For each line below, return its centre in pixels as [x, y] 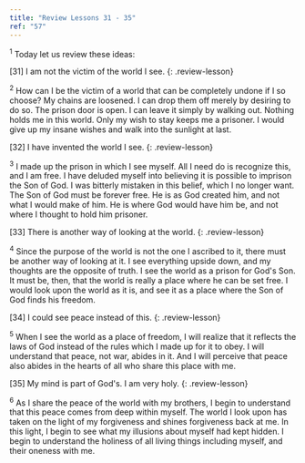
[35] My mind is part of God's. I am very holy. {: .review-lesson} [129, 383]
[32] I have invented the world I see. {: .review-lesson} [112, 147]
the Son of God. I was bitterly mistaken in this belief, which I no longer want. [152, 185]
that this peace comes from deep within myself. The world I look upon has [148, 412]
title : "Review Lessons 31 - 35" [73, 18]
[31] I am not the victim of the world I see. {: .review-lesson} [122, 72]
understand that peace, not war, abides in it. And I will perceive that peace [149, 355]
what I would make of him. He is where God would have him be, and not [144, 205]
